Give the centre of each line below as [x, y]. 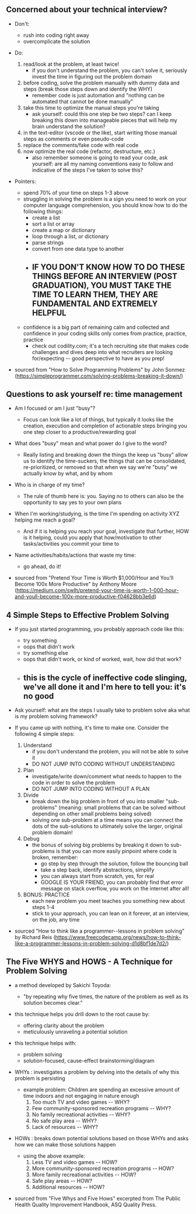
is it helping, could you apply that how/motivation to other [92, 538]
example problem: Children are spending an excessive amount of [101, 1089]
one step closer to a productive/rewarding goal [80, 432]
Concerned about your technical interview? [87, 10]
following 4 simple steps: [44, 734]
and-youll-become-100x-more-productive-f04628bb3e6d [85, 597]
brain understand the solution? [69, 126]
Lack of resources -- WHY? [65, 1127]
